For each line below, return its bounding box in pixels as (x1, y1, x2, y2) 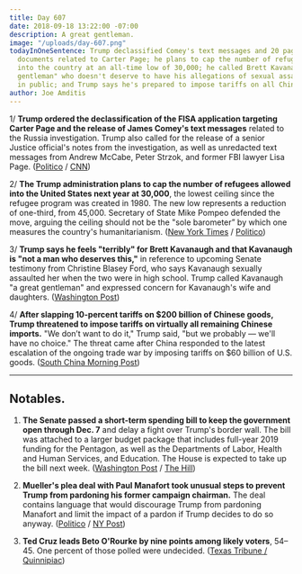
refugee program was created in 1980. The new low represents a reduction (9, 197, 287, 208)
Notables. (9, 390, 66, 406)
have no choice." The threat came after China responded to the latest (9, 337, 266, 348)
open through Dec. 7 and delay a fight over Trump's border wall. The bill (22, 425, 291, 435)
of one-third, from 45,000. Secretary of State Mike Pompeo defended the (9, 207, 281, 218)
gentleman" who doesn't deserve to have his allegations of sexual (17, 72, 276, 81)
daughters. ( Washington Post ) (9, 291, 120, 302)
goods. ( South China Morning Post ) (9, 356, 141, 367)
